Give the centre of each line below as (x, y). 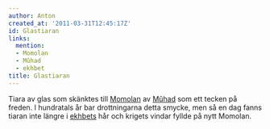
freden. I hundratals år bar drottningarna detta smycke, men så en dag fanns (135, 107)
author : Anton (32, 16)
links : (19, 38)
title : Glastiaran (39, 76)
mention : (30, 46)
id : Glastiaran (34, 31)
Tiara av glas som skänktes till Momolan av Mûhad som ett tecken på (123, 98)
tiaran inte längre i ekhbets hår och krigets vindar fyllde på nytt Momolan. (130, 116)
